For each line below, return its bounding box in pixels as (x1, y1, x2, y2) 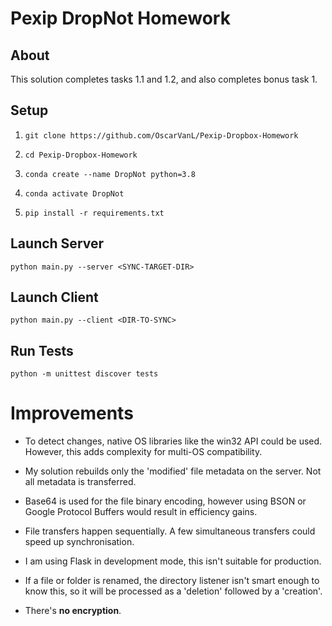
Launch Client (10, 289, 99, 306)
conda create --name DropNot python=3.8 (24, 169, 196, 179)
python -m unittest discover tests (10, 369, 159, 379)
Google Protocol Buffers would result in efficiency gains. (24, 506, 258, 518)
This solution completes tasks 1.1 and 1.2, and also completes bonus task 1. (10, 73, 318, 85)
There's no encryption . (24, 605, 122, 617)
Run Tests (10, 342, 74, 359)
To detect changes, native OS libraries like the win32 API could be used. (24, 435, 323, 447)
